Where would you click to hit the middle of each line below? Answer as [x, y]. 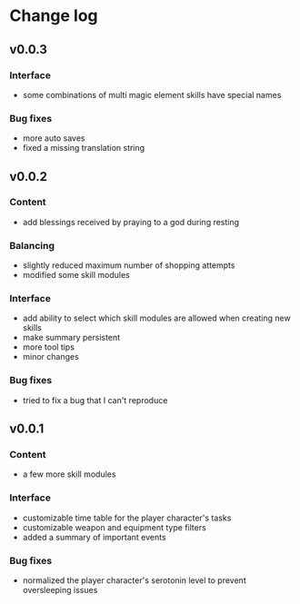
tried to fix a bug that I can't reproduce [95, 400]
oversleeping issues [60, 590]
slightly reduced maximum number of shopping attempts [129, 265]
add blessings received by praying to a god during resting [130, 222]
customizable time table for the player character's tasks [127, 518]
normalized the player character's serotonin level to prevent [135, 580]
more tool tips [49, 347]
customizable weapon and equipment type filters [114, 527]
